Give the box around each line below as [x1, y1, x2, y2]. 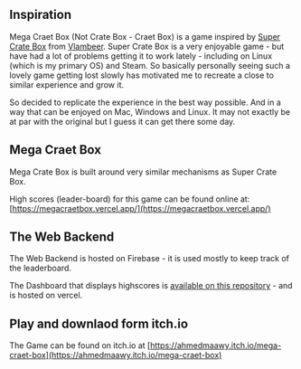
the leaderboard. [9, 262, 72, 274]
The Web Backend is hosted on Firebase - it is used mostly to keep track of [9, 253, 290, 264]
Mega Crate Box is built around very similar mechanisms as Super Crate [9, 166, 277, 177]
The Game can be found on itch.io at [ [9, 340, 151, 351]
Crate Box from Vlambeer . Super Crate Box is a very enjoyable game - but [9, 41, 285, 52]
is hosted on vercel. [9, 289, 83, 301]
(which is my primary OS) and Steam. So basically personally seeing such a [9, 60, 291, 71]
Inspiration [9, 7, 72, 23]
